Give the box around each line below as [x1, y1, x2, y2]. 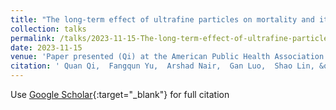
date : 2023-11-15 [10, 42, 83, 53]
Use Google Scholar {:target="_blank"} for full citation [10, 89, 230, 100]
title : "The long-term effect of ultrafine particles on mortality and [10, 14, 315, 25]
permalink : [10, 33, 56, 43]
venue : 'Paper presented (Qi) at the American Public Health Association [10, 52, 325, 62]
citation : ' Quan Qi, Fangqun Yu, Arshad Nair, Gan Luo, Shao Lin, [10, 61, 315, 71]
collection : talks [10, 24, 87, 34]
